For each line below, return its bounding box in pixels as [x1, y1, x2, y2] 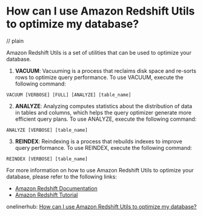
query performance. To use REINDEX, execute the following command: [15, 144, 192, 151]
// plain [6, 37, 24, 44]
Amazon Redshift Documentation [15, 184, 98, 192]
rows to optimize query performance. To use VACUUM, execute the [15, 73, 184, 81]
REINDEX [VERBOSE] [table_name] [6, 156, 88, 162]
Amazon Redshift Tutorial [15, 191, 78, 198]
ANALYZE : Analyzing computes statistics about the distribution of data [15, 102, 193, 110]
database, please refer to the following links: [6, 173, 117, 180]
